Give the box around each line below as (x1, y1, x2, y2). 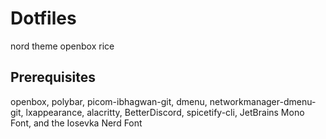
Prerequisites (10, 69, 96, 86)
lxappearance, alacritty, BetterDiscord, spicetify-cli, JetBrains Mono (25, 106, 305, 118)
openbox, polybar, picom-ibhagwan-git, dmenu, (10, 95, 208, 107)
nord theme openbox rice (10, 40, 115, 52)
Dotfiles (10, 7, 77, 30)
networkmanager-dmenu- (209, 95, 317, 107)
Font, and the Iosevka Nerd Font (10, 117, 143, 129)
